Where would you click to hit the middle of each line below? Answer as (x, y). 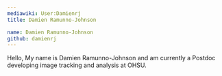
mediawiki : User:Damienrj (44, 13)
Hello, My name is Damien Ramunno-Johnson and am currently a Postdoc (111, 58)
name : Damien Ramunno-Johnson (50, 32)
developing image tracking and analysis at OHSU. (77, 65)
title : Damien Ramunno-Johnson (52, 20)
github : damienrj (32, 38)
